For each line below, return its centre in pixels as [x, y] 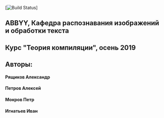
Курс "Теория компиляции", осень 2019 [71, 48]
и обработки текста [37, 31]
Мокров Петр [20, 99]
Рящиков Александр [28, 77]
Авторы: [19, 64]
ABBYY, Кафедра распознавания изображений [82, 23]
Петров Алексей [23, 88]
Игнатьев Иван [22, 111]
